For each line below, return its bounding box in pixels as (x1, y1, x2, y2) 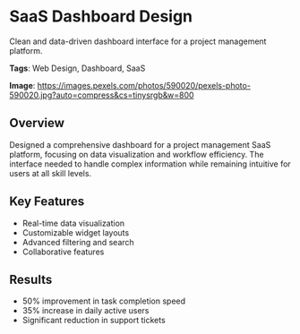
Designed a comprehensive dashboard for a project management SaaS (9, 139, 271, 150)
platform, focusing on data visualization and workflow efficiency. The (9, 149, 264, 159)
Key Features (9, 194, 85, 210)
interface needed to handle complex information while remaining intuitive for (9, 158, 291, 169)
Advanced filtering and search (21, 236, 134, 247)
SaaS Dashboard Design (9, 6, 193, 27)
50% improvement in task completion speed (21, 295, 186, 306)
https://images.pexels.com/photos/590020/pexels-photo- (37, 80, 251, 90)
